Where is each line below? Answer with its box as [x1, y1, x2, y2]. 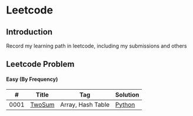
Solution [115, 90, 139, 98]
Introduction [6, 27, 53, 37]
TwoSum [30, 100, 55, 108]
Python [115, 100, 135, 108]
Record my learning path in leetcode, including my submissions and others [6, 42, 187, 49]
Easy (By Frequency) [6, 76, 58, 83]
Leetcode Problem [6, 59, 75, 69]
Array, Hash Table [59, 100, 110, 108]
